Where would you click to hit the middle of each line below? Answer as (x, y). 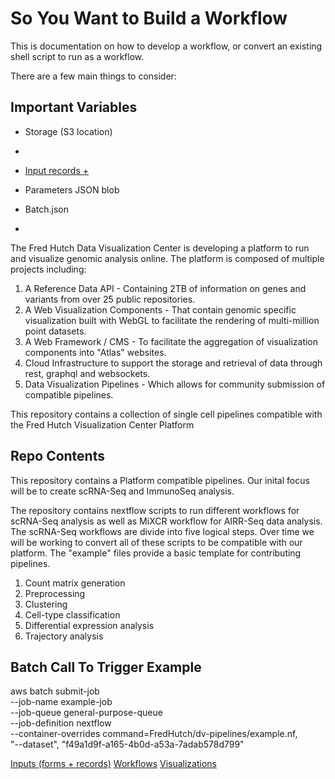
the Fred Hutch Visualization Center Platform (102, 424)
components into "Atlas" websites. (95, 352)
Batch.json (47, 209)
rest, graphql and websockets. (87, 373)
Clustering (46, 604)
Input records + (56, 170)
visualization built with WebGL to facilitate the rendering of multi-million (172, 320)
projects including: (48, 269)
